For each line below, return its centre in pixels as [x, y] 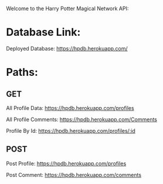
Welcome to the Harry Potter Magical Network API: [67, 9]
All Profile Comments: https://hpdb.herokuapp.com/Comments [81, 119]
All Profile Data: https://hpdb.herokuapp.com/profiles [70, 108]
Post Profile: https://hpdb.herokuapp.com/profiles [66, 163]
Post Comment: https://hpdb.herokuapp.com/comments [74, 175]
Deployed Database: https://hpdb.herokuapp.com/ [67, 48]
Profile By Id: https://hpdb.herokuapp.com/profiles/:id [71, 131]
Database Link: [43, 32]
